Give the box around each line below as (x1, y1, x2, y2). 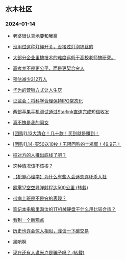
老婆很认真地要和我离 (12, 33, 58, 39)
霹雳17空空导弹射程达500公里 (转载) (12, 184, 88, 190)
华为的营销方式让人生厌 (12, 87, 62, 93)
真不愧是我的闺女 (12, 119, 49, 125)
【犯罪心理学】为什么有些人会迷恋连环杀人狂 (12, 173, 107, 179)
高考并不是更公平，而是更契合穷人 (12, 65, 85, 71)
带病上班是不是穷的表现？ (12, 195, 67, 201)
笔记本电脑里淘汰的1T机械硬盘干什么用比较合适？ (12, 206, 116, 212)
